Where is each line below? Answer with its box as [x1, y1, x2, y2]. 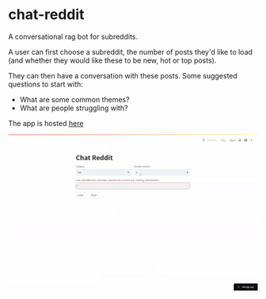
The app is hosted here [8, 118, 84, 128]
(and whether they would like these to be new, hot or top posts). [8, 56, 217, 65]
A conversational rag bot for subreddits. [8, 32, 139, 41]
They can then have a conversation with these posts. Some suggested [8, 71, 237, 80]
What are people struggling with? [19, 103, 128, 113]
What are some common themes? [19, 94, 130, 104]
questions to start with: [8, 79, 83, 89]
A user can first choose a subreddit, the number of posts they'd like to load [8, 47, 253, 56]
